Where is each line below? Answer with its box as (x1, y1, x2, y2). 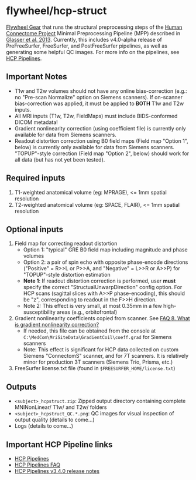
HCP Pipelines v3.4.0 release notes (14, 468, 100, 474)
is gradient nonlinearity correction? (14, 321, 99, 328)
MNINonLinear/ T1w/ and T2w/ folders (14, 404, 107, 411)
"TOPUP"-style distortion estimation (23, 271, 111, 278)
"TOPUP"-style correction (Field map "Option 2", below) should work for (14, 150, 190, 157)
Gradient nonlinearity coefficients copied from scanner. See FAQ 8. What (14, 315, 190, 322)
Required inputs (6, 173, 66, 183)
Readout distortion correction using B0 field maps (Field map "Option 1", (14, 137, 188, 145)
